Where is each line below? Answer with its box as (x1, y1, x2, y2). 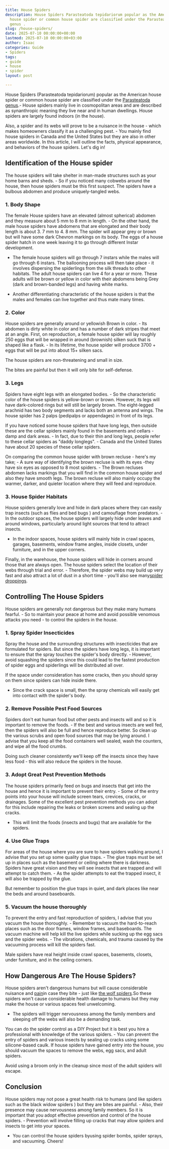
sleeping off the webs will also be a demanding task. (12, 1016, 122, 1022)
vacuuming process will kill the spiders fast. (5, 942, 96, 948)
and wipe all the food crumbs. (5, 743, 67, 749)
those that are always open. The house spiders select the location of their (5, 561, 158, 567)
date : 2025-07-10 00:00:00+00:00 (5, 31, 75, 36)
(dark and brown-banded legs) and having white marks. (12, 281, 128, 287)
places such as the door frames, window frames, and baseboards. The (5, 926, 152, 932)
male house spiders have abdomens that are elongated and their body (5, 223, 151, 229)
